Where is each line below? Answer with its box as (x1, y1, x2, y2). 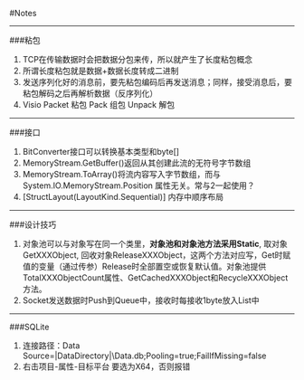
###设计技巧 (9, 219, 57, 230)
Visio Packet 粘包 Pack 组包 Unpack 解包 (22, 100, 175, 109)
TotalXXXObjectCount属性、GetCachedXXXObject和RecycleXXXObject (22, 272, 289, 283)
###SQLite (9, 321, 50, 332)
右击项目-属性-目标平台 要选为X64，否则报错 (22, 361, 191, 372)
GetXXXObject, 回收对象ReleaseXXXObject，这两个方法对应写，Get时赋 (22, 250, 291, 261)
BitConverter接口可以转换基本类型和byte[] (22, 147, 179, 157)
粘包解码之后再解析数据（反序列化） (22, 88, 158, 99)
